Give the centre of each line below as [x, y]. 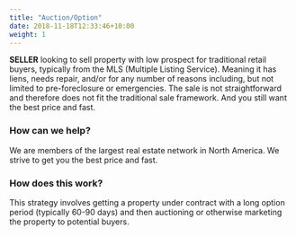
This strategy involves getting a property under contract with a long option [147, 202]
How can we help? [50, 131]
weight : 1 [28, 34]
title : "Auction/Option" [56, 17]
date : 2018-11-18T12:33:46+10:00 [72, 26]
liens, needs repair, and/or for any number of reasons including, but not [142, 79]
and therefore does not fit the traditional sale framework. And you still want [148, 98]
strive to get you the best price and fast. [84, 160]
